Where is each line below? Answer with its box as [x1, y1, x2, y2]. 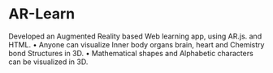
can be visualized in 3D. [8, 57, 89, 67]
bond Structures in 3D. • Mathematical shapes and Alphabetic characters [8, 48, 253, 58]
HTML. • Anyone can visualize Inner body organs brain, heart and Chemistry [8, 39, 265, 49]
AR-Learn [8, 5, 76, 23]
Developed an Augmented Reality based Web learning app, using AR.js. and [8, 31, 262, 41]
